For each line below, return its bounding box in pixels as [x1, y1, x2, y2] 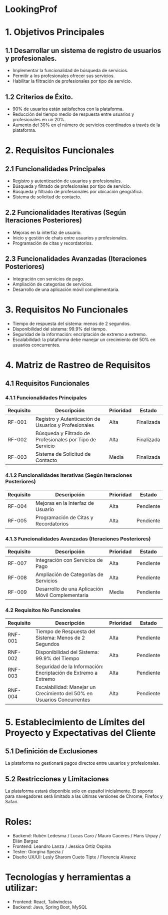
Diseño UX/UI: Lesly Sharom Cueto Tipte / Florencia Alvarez [12, 854, 136, 860]
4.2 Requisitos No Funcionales [5, 606, 81, 614]
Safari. [5, 799, 19, 805]
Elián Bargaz [12, 838, 38, 844]
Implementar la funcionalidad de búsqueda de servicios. [12, 68, 128, 74]
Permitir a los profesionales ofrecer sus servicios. [12, 73, 115, 79]
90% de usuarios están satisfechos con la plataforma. [12, 106, 124, 112]
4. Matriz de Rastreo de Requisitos [5, 359, 151, 371]
